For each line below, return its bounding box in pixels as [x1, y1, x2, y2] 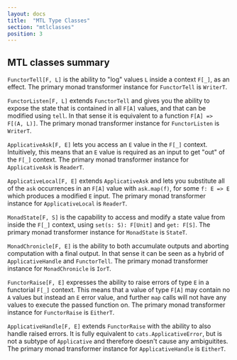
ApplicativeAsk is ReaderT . [7, 163, 85, 171]
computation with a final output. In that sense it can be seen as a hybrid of [7, 249, 225, 258]
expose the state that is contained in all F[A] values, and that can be [7, 104, 206, 113]
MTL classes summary [7, 56, 110, 68]
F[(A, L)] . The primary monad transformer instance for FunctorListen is [7, 119, 220, 128]
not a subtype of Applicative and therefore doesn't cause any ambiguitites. [7, 337, 228, 346]
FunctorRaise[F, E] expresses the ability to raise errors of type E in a [7, 278, 209, 287]
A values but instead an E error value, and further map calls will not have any [7, 293, 227, 302]
